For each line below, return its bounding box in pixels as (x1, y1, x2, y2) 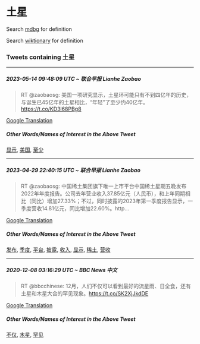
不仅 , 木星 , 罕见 (6, 331, 43, 339)
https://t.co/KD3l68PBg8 (20, 105, 82, 113)
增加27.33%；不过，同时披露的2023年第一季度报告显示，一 (46, 197, 193, 205)
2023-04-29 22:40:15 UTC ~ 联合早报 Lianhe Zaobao (6, 166, 141, 173)
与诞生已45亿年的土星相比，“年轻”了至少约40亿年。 (20, 99, 149, 106)
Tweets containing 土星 (6, 53, 75, 61)
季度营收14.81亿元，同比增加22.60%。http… (20, 205, 130, 212)
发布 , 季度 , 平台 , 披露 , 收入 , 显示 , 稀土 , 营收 (6, 246, 111, 253)
